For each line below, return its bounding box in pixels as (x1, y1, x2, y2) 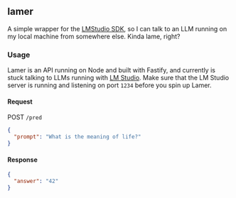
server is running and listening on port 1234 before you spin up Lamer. (7, 81, 212, 89)
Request (7, 97, 33, 106)
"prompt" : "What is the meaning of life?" (14, 133, 141, 141)
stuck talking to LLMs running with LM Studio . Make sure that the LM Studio (7, 74, 230, 82)
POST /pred (7, 113, 43, 121)
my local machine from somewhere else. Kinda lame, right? (7, 32, 181, 40)
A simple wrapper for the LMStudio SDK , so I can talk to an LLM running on (7, 24, 227, 33)
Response (7, 155, 38, 164)
